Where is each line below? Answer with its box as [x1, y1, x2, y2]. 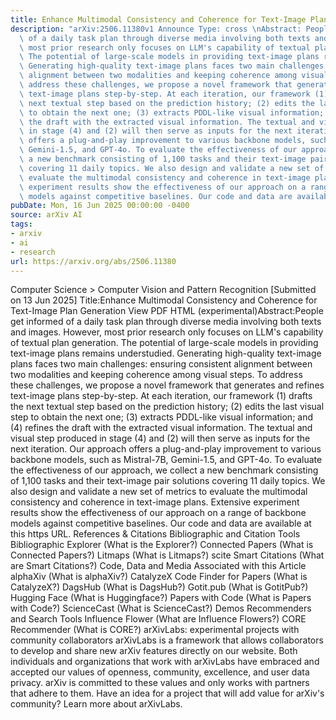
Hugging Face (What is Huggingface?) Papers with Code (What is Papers [10, 592, 312, 604]
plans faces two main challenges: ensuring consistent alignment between [10, 358, 313, 370]
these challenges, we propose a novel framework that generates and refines [10, 379, 325, 391]
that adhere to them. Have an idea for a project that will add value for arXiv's [10, 687, 325, 700]
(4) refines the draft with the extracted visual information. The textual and [10, 422, 313, 434]
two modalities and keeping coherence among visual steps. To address [10, 369, 303, 381]
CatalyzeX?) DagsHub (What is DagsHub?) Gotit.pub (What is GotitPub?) [10, 581, 309, 593]
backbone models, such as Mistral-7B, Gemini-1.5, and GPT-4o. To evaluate [10, 454, 323, 466]
